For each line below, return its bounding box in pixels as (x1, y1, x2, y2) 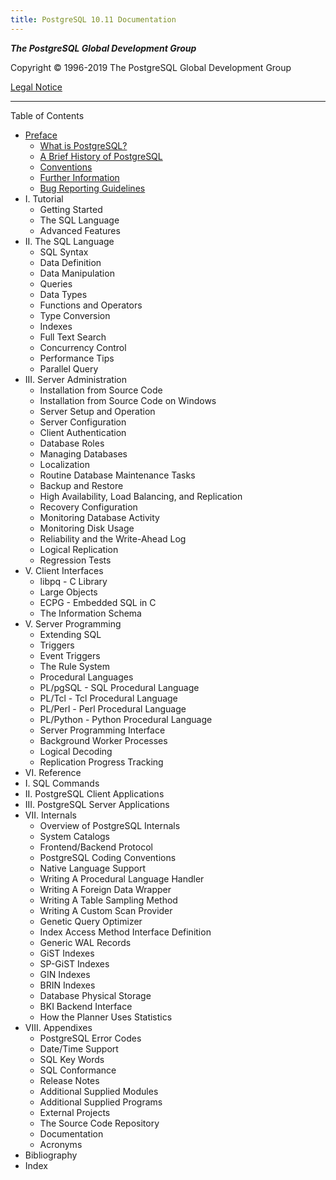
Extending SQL (39, 628, 102, 640)
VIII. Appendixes (24, 1021, 93, 1033)
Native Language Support (39, 862, 146, 874)
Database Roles (39, 437, 105, 449)
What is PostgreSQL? (39, 139, 128, 151)
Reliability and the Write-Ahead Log (39, 532, 187, 545)
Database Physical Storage (39, 989, 152, 1001)
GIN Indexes (39, 968, 91, 980)
